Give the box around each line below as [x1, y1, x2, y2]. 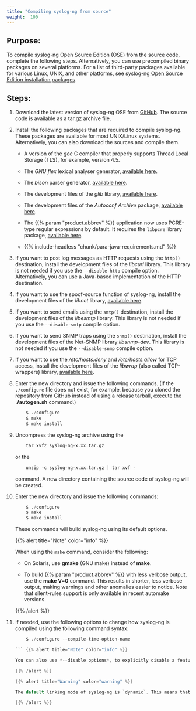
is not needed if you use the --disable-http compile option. [15, 267, 159, 274]
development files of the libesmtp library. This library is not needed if [15, 315, 181, 322]
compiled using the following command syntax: [15, 625, 129, 632]
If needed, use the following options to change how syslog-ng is [15, 619, 170, 626]
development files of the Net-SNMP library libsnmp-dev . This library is [15, 338, 184, 346]
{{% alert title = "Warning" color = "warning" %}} [15, 678, 134, 685]
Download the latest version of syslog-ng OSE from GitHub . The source [15, 109, 187, 116]
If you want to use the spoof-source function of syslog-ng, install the [15, 291, 181, 298]
